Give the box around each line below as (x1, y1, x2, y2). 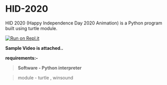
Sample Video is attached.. (5, 45, 63, 51)
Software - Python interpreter (17, 65, 82, 71)
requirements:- (5, 54, 38, 61)
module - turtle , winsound (17, 74, 74, 80)
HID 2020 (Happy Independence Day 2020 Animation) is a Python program (5, 20, 162, 26)
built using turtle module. (5, 25, 57, 31)
